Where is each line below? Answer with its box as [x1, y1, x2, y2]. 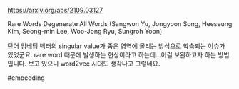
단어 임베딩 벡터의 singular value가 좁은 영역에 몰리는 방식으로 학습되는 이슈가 [7, 42, 225, 50]
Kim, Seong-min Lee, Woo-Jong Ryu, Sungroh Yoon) [7, 28, 163, 35]
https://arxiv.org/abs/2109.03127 [7, 6, 103, 14]
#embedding [7, 73, 45, 82]
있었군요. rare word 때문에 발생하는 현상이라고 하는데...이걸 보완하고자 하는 [7, 51, 216, 59]
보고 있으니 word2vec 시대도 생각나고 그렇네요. [28, 59, 161, 68]
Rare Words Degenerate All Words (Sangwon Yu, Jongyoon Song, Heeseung [7, 20, 233, 28]
